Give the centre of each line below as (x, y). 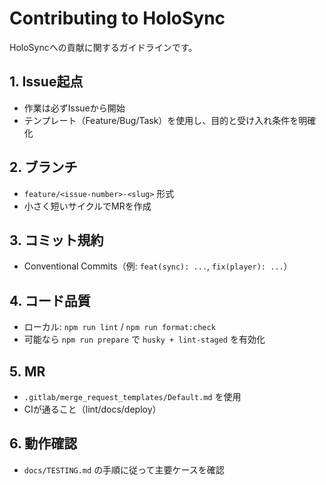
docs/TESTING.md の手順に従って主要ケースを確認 (124, 469)
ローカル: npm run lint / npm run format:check (119, 327)
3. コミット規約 (56, 240)
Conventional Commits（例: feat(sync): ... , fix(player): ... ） (158, 266)
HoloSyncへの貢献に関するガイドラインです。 (103, 47)
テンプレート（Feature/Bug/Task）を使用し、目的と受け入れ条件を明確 (170, 120)
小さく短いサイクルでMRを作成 (87, 206)
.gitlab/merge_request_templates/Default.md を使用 (132, 396)
